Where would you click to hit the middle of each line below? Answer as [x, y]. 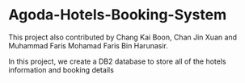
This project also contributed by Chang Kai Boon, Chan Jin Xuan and [122, 37]
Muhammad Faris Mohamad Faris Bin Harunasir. [88, 45]
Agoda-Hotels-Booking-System [118, 15]
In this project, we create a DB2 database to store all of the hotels [117, 61]
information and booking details [61, 69]
